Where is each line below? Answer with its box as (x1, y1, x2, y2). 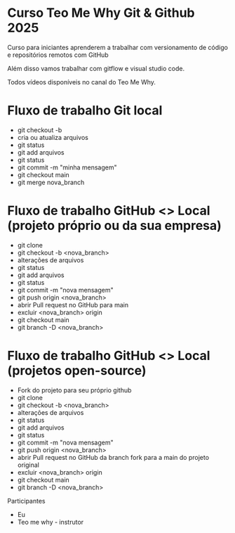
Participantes (7, 496, 46, 505)
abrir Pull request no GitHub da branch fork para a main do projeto (17, 453, 209, 461)
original (17, 461, 40, 469)
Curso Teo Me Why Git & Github (7, 5, 195, 21)
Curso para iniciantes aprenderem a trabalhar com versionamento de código (7, 43, 228, 51)
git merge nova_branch (17, 178, 85, 186)
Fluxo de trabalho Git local (7, 103, 163, 119)
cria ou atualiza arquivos (17, 133, 89, 141)
